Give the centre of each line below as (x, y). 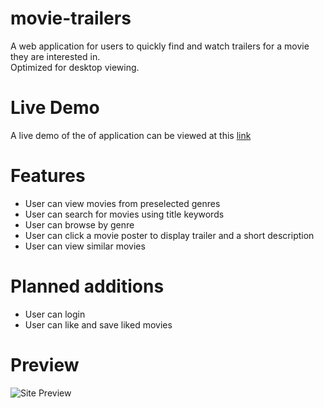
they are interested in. (55, 56)
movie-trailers (71, 18)
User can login (55, 314)
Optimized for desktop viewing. (75, 67)
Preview (45, 364)
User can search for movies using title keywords (124, 214)
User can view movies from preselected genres (122, 203)
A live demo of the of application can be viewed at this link (131, 135)
